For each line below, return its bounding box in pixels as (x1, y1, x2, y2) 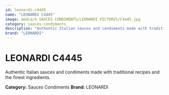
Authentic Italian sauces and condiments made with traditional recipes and (5, 69, 160, 75)
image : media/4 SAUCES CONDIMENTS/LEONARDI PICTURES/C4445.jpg (5, 17, 141, 22)
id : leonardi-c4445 (5, 7, 46, 13)
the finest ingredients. (5, 74, 51, 80)
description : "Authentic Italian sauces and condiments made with (5, 26, 147, 31)
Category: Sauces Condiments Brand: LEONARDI (5, 84, 109, 90)
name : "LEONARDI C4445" (5, 12, 55, 17)
